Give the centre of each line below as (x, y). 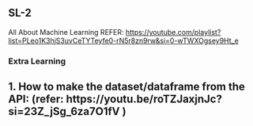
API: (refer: (36, 99)
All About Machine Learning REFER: (66, 32)
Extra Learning (37, 61)
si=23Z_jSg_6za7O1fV (64, 111)
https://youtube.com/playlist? (173, 32)
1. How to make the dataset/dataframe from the (126, 87)
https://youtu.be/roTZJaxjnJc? (144, 99)
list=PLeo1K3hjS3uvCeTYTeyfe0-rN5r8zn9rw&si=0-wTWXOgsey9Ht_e (123, 40)
